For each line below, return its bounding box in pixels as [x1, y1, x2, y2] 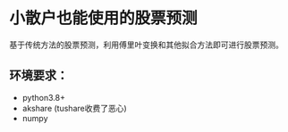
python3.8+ [21, 92, 65, 103]
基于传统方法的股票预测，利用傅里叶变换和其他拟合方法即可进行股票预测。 [9, 39, 284, 50]
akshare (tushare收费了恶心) [21, 103, 127, 113]
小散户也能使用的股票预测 [9, 8, 199, 29]
